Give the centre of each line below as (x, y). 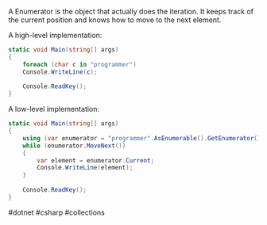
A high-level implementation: (55, 35)
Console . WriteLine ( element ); (85, 168)
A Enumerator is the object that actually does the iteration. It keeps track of (131, 11)
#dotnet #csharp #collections (56, 212)
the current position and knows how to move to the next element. (115, 20)
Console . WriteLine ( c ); (60, 72)
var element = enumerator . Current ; (96, 160)
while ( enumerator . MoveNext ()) (74, 146)
